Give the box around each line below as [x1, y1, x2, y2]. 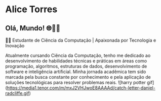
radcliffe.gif [5, 90, 29, 96]
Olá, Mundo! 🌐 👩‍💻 [5, 24, 61, 32]
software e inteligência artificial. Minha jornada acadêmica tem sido [5, 69, 146, 75]
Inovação [5, 43, 25, 49]
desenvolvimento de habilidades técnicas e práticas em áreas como [5, 58, 147, 64]
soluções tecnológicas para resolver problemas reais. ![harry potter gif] [5, 80, 154, 85]
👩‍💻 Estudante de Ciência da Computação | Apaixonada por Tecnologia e [5, 37, 156, 43]
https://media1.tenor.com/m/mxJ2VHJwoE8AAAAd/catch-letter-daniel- [7, 85, 155, 91]
